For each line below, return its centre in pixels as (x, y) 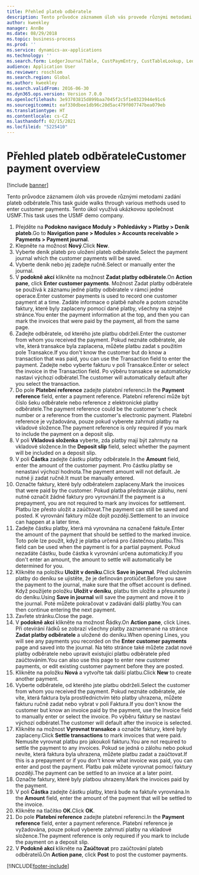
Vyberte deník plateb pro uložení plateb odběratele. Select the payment (101, 252)
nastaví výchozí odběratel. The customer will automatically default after (101, 377)
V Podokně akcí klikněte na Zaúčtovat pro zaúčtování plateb (89, 848)
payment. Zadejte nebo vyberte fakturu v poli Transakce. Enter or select (102, 365)
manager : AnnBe (25, 28)
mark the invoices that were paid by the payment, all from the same (97, 321)
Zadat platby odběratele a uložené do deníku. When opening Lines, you (102, 635)
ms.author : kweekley (32, 83)
